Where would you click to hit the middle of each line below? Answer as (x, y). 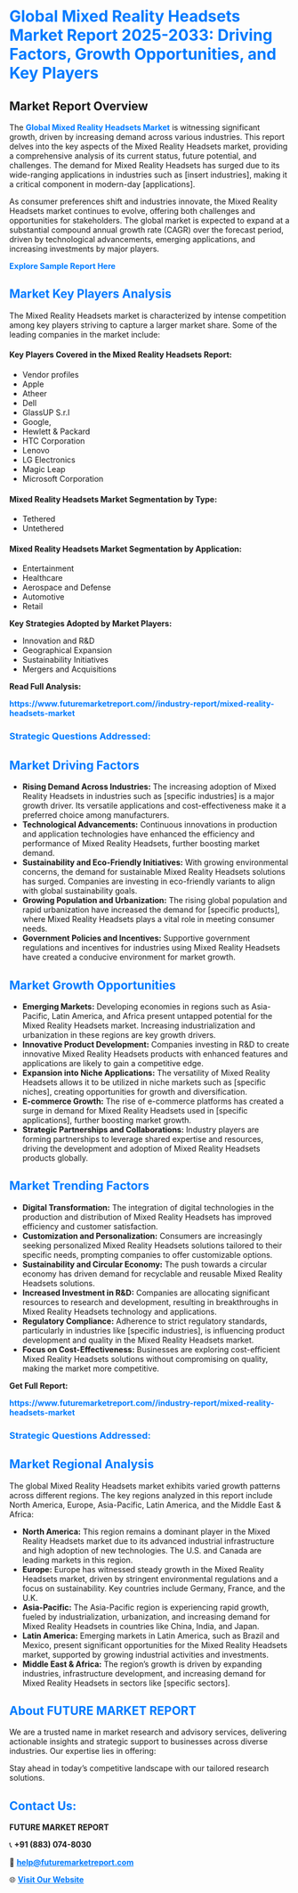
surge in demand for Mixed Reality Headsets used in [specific (135, 1110)
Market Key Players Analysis (90, 294)
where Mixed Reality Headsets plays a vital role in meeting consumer (149, 919)
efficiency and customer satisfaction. (90, 1226)
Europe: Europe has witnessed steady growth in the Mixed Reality (143, 1569)
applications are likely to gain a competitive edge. (113, 1063)
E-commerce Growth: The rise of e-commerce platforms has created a (153, 1101)
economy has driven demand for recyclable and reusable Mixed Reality (152, 1273)
